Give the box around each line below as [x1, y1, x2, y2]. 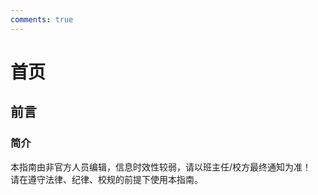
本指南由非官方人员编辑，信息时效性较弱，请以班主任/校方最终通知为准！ [10, 161, 312, 173]
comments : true [10, 14, 74, 25]
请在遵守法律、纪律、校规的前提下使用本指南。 [10, 173, 203, 185]
